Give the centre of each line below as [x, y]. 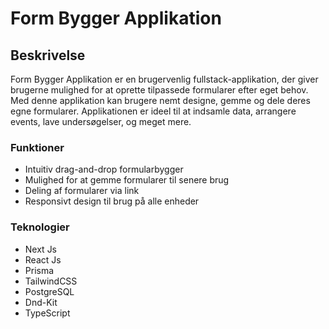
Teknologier [40, 227]
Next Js [41, 249]
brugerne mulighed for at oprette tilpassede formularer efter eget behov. [159, 90]
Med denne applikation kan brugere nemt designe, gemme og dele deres [160, 100]
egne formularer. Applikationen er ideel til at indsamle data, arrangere [153, 111]
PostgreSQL [49, 291]
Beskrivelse [48, 55]
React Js [43, 259]
